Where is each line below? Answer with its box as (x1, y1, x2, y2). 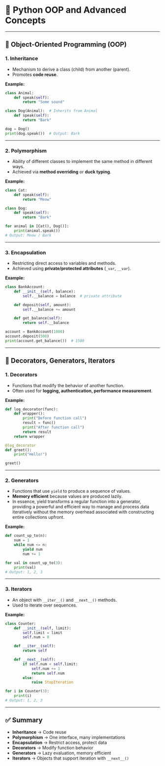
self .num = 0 (23, 635, 50, 640)
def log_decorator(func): (5, 407, 58, 412)
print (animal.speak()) (14, 228, 60, 234)
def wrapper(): (14, 411, 45, 416)
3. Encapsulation (5, 249, 46, 256)
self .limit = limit (23, 630, 63, 635)
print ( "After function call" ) (23, 425, 84, 430)
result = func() (23, 421, 56, 425)
